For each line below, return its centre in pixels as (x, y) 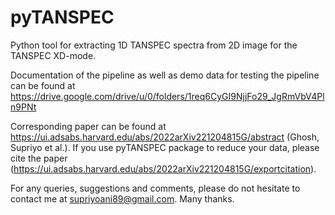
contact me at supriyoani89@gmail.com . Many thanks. (122, 198)
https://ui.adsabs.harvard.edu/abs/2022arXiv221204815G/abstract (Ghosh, (165, 137)
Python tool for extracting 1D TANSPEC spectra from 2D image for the (154, 45)
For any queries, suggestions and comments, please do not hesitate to (155, 188)
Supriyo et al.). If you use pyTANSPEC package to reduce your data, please (165, 147)
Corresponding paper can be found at (88, 126)
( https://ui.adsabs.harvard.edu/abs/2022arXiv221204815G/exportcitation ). (163, 168)
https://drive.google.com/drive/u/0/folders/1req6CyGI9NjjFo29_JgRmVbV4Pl (167, 96)
